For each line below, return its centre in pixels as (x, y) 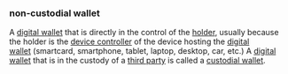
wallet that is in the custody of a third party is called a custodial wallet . (137, 61)
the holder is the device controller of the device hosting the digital (129, 41)
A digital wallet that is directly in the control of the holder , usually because (144, 33)
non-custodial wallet (54, 13)
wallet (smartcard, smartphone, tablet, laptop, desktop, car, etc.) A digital (143, 51)
